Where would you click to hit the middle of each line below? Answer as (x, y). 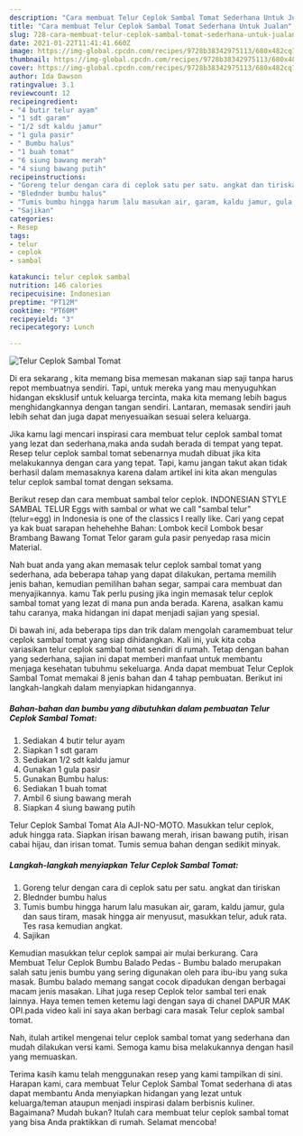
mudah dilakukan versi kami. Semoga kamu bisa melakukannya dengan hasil (151, 1048)
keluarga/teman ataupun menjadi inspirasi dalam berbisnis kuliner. (132, 1103)
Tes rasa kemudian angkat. (73, 926)
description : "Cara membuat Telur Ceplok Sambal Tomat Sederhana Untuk (147, 18)
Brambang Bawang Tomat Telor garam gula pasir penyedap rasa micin (140, 538)
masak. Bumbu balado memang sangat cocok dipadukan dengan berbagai (147, 982)
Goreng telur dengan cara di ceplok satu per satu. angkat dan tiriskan (151, 888)
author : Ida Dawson (46, 77)
